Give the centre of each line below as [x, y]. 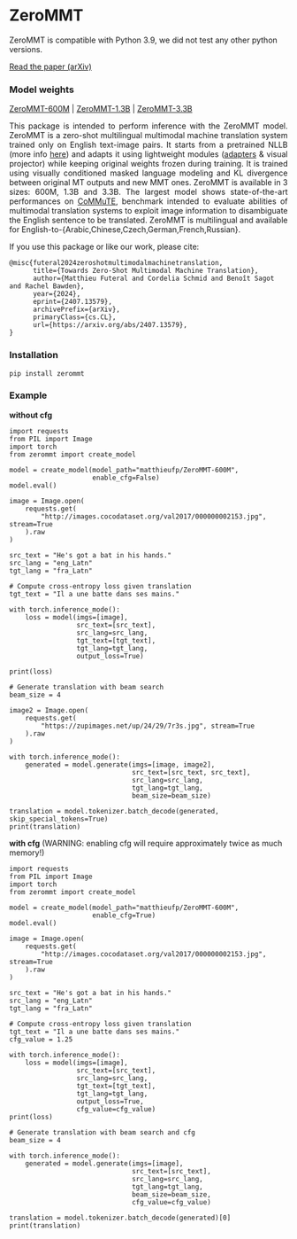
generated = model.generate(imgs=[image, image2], [120, 764]
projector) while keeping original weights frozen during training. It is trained [148, 164]
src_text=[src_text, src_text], [191, 772]
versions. [26, 49]
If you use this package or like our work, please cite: [104, 247]
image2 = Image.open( [49, 710]
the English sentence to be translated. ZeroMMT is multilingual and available [148, 220]
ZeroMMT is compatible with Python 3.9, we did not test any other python [144, 40]
